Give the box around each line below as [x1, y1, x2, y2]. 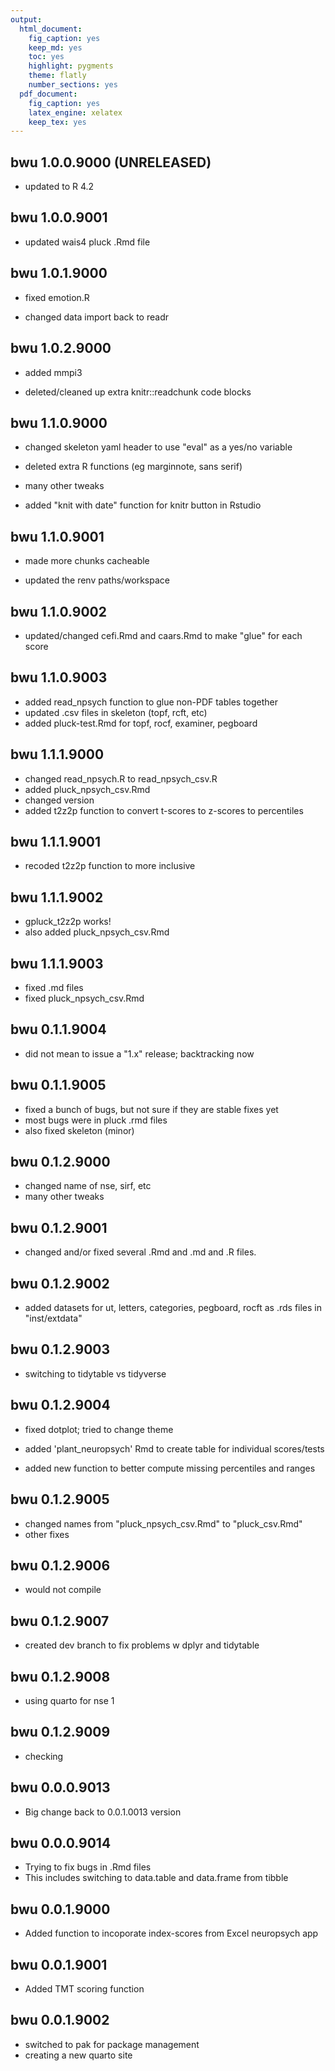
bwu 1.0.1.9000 [10, 265, 108, 282]
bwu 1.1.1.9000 [10, 746, 105, 763]
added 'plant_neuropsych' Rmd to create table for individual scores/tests [24, 1442, 325, 1455]
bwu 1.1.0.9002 [10, 603, 107, 620]
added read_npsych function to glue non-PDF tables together [24, 696, 279, 708]
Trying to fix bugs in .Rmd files [24, 1861, 152, 1873]
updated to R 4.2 [24, 181, 95, 193]
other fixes [24, 1528, 70, 1540]
